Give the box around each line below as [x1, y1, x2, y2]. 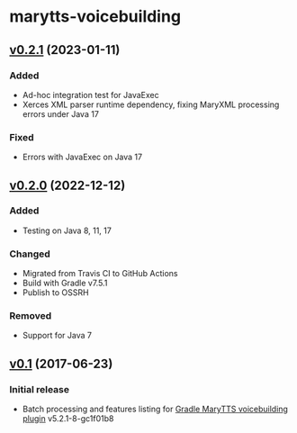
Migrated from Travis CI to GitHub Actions [22, 268, 178, 279]
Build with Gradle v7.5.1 [22, 277, 108, 289]
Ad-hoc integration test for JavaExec [22, 89, 159, 100]
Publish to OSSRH [22, 287, 89, 298]
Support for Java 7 [22, 330, 93, 341]
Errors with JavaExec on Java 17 [22, 151, 142, 163]
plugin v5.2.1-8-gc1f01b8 [22, 413, 114, 424]
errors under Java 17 [22, 108, 99, 119]
